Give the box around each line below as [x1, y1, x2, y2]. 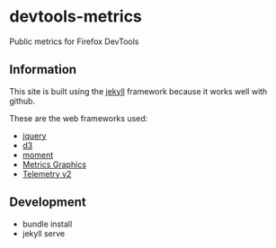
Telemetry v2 [22, 168, 72, 179]
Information [9, 62, 77, 77]
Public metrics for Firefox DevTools [9, 36, 139, 47]
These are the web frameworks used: [9, 112, 148, 123]
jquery [22, 130, 47, 141]
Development [9, 195, 87, 210]
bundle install [22, 218, 73, 229]
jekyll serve [22, 227, 66, 239]
